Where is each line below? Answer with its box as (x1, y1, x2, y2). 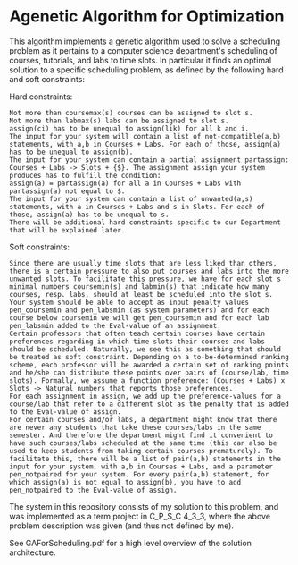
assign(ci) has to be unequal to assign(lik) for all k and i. (9, 123, 250, 133)
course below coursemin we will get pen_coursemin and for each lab (9, 313, 269, 323)
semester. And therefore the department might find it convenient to (9, 431, 274, 440)
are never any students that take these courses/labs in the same (9, 423, 261, 432)
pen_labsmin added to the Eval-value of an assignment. (9, 321, 221, 330)
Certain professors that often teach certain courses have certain (9, 329, 266, 338)
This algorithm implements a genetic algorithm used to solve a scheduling (9, 36, 281, 46)
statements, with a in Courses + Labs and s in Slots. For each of (9, 202, 266, 211)
